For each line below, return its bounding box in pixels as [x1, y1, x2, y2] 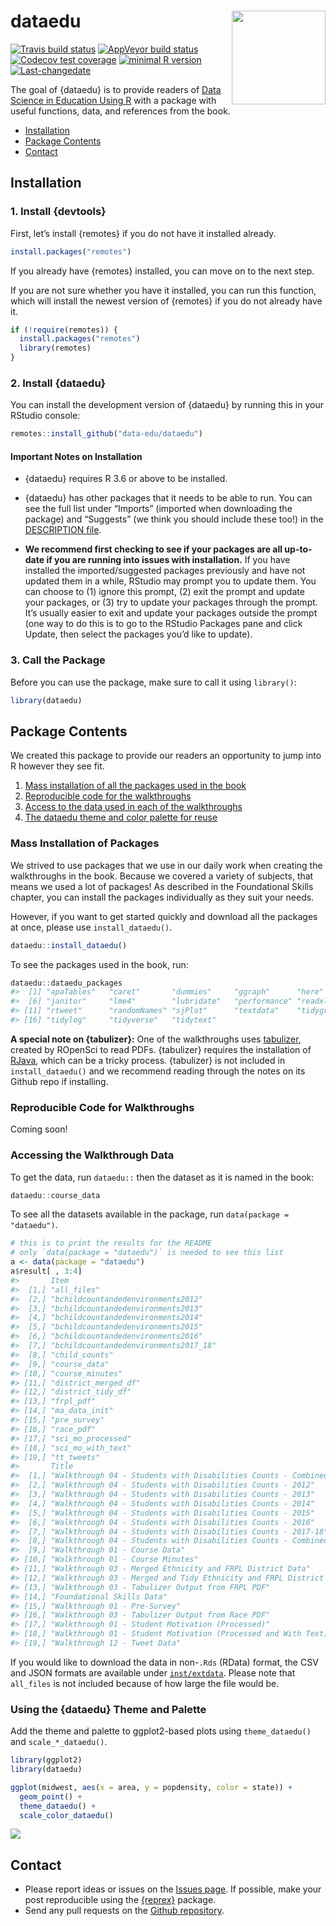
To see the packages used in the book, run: [10, 958, 189, 970]
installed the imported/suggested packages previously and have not [24, 565, 306, 577]
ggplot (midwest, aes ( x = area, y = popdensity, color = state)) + [10, 1782, 293, 1792]
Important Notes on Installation [10, 450, 143, 462]
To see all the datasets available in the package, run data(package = [10, 1208, 290, 1220]
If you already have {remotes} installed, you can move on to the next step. [10, 265, 315, 277]
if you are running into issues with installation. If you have [46, 554, 291, 566]
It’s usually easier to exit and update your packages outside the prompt [24, 607, 318, 619]
